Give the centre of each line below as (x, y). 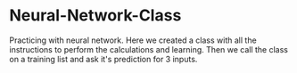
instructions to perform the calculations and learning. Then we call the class (148, 49)
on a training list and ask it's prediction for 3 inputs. (103, 59)
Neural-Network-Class (95, 16)
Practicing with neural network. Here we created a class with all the (133, 40)
